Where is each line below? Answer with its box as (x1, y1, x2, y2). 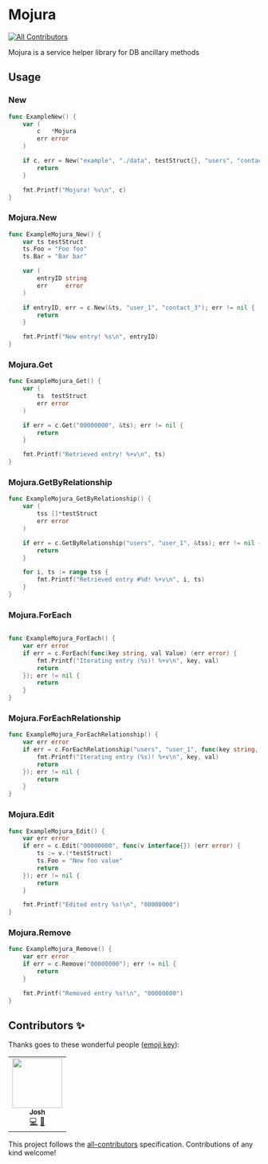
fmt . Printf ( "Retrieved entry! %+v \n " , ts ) (22, 451, 166, 459)
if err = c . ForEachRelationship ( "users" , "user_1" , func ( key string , (22, 746, 259, 754)
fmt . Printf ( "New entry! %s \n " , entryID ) (22, 333, 159, 341)
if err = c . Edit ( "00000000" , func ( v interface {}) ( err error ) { (22, 842, 241, 850)
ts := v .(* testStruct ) (37, 850, 112, 858)
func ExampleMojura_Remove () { (8, 945, 112, 953)
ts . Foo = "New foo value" (37, 857, 124, 865)
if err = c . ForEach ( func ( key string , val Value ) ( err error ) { (22, 649, 238, 657)
